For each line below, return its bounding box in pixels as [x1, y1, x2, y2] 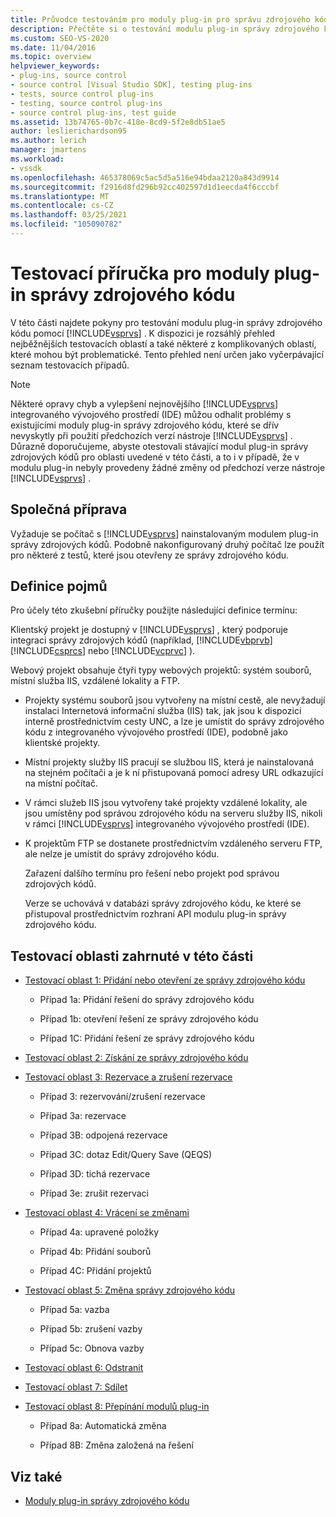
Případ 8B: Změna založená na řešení [39, 1439, 194, 1451]
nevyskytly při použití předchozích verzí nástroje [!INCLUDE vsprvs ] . [10, 429, 293, 441]
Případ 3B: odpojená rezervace [39, 1129, 168, 1141]
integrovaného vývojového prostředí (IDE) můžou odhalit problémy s [10, 408, 292, 420]
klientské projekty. [24, 737, 101, 749]
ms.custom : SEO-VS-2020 [10, 33, 110, 43]
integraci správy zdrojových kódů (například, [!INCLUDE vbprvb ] [10, 634, 273, 646]
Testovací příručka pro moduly [10, 262, 270, 285]
